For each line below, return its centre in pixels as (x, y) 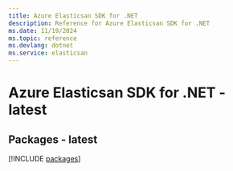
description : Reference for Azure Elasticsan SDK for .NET (109, 23)
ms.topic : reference (43, 38)
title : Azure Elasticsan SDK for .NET (73, 16)
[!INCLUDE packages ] (45, 159)
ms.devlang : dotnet (41, 46)
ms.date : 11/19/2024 (43, 31)
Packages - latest (53, 139)
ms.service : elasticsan (48, 53)
